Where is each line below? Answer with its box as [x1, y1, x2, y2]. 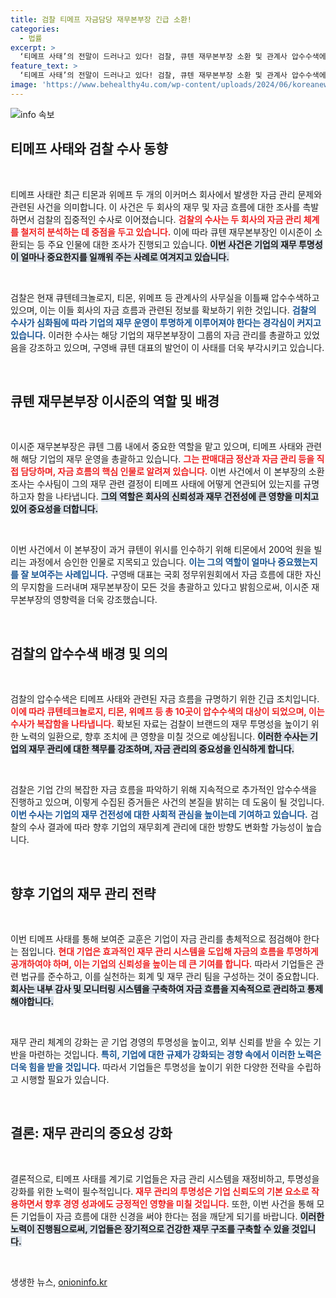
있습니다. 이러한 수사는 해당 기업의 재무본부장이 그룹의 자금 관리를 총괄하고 [10, 329, 302, 341]
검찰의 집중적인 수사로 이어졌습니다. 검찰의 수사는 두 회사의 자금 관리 [36, 213, 302, 225]
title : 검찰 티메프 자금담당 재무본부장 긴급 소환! [10, 14, 192, 25]
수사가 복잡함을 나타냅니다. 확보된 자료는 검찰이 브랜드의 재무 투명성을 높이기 [10, 718, 309, 730]
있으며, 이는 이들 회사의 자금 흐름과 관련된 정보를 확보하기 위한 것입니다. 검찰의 [10, 304, 317, 316]
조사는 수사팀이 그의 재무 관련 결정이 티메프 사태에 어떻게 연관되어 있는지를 [10, 478, 302, 490]
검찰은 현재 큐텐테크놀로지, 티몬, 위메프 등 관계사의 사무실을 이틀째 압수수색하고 [10, 291, 320, 303]
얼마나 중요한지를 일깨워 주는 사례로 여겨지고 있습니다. [20, 251, 230, 263]
